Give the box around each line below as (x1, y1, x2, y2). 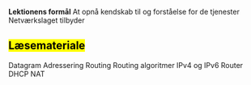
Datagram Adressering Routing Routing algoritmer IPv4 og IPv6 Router (8, 60, 244, 70)
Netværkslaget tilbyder (8, 15, 85, 25)
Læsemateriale (8, 39, 86, 53)
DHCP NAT (8, 69, 45, 79)
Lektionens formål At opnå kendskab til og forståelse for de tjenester (8, 7, 240, 16)
